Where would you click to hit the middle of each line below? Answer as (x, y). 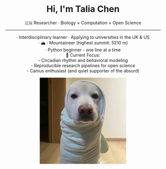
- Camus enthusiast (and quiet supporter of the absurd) (83, 70)
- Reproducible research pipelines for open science (83, 66)
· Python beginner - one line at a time (83, 50)
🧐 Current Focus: (83, 55)
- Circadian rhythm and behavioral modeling (83, 60)
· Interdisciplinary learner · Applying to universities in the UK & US (83, 37)
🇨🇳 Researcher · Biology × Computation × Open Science (83, 23)
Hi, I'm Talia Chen (83, 9)
